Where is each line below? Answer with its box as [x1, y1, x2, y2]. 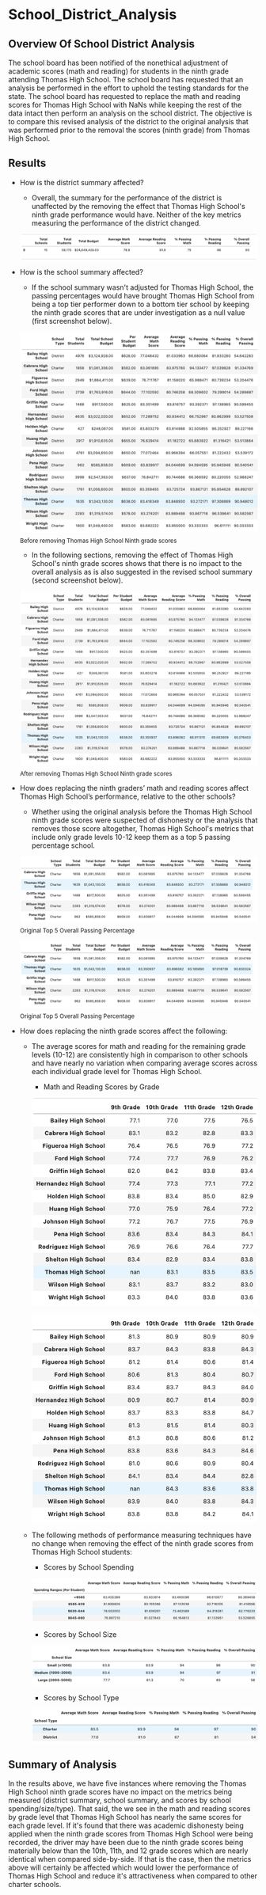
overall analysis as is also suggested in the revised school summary [31, 568, 253, 577]
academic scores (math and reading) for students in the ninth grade [8, 66, 230, 76]
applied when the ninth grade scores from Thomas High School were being [8, 1829, 253, 1839]
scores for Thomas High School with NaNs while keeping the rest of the [8, 101, 242, 109]
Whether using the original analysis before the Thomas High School [31, 807, 253, 817]
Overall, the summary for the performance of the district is [31, 192, 222, 203]
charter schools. [8, 1880, 62, 1889]
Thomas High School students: [31, 1548, 132, 1557]
